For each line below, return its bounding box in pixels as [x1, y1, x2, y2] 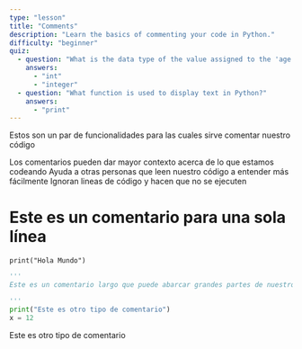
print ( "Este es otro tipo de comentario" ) [9, 305, 171, 314]
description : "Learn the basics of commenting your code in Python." [9, 30, 276, 39]
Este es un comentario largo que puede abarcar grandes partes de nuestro [9, 281, 296, 290]
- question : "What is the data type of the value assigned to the [17, 55, 271, 64]
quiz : [9, 47, 30, 56]
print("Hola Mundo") [9, 256, 87, 265]
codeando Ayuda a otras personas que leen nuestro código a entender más [9, 166, 289, 177]
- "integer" [32, 80, 78, 89]
